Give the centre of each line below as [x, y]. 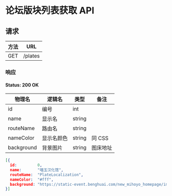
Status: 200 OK [22, 85]
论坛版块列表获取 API [50, 11]
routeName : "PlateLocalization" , [47, 175]
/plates [31, 56]
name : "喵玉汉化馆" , [37, 170]
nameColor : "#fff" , [32, 180]
